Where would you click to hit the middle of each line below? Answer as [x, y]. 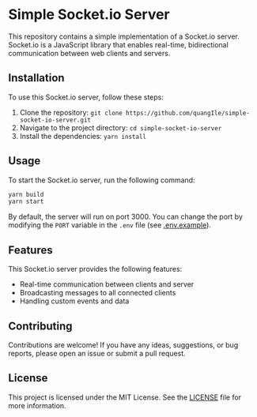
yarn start [26, 202]
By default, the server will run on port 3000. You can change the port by [126, 217]
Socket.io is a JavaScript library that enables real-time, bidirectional [119, 44]
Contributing [40, 326]
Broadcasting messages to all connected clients [98, 293]
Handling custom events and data [74, 301]
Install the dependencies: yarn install [83, 136]
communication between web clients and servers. [89, 53]
